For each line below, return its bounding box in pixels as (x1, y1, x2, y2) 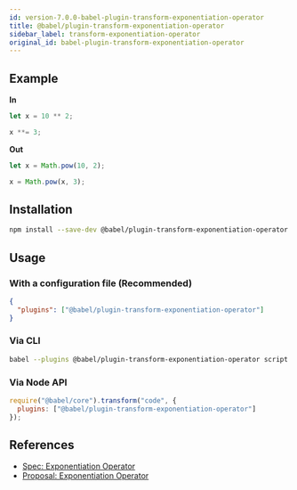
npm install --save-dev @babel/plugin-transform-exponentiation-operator (9, 225, 289, 234)
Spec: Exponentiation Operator (21, 461, 136, 472)
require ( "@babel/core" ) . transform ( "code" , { (9, 396, 177, 405)
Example (9, 70, 59, 86)
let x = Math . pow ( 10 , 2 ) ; (9, 161, 105, 170)
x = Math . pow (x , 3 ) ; (9, 177, 86, 186)
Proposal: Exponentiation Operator (21, 470, 149, 481)
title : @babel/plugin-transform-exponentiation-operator (9, 21, 225, 30)
